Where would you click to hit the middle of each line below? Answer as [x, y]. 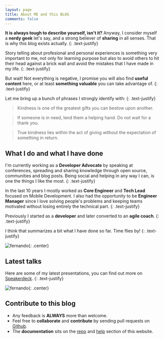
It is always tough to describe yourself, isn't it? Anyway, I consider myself [81, 33]
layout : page [18, 10]
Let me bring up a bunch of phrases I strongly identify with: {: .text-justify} [81, 98]
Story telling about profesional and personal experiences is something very [81, 53]
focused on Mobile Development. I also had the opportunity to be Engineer [81, 196]
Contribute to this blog [40, 304]
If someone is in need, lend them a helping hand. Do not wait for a [84, 118]
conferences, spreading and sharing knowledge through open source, [76, 171]
